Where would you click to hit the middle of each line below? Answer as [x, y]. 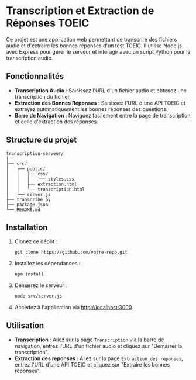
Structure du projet [42, 140]
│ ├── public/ [26, 169]
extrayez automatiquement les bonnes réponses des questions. [91, 109]
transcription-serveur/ [35, 153]
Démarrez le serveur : [41, 285]
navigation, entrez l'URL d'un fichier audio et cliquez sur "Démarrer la [98, 346]
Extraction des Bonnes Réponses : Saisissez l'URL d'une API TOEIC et [100, 103]
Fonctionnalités [35, 76]
